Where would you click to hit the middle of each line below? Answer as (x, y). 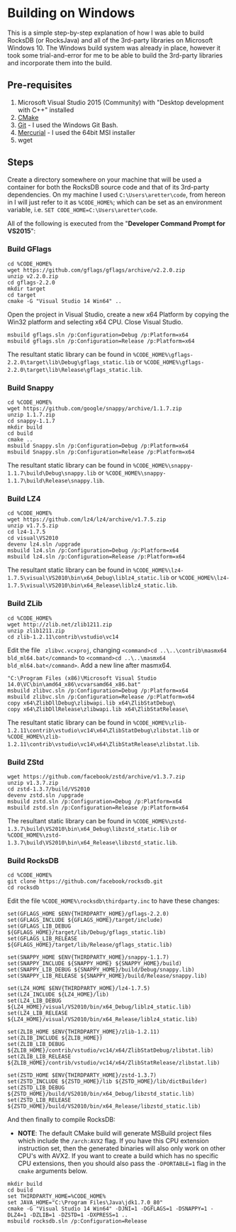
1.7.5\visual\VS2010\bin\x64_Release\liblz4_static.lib (91, 586)
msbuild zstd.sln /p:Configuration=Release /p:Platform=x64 (98, 808)
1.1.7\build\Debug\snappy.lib (52, 473)
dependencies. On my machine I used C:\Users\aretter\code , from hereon (117, 194)
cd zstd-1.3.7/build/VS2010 (49, 789)
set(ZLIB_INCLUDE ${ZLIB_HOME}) (55, 1038)
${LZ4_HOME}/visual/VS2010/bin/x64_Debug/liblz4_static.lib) (100, 1007)
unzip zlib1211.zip (36, 631)
